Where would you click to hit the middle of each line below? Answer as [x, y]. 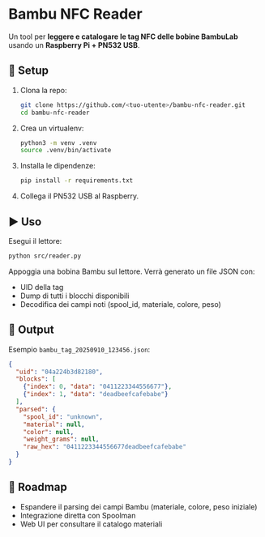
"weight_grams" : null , [61, 439]
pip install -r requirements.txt [77, 181]
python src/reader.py [45, 256]
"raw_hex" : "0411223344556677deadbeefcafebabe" [105, 447]
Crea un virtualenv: [52, 128]
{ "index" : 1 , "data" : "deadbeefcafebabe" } [96, 394]
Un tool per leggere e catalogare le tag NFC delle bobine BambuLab [124, 36]
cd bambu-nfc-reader [55, 113]
